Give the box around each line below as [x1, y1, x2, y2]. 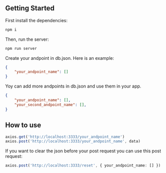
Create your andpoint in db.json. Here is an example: [5, 55, 114, 61]
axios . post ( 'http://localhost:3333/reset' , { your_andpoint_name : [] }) [5, 163, 161, 168]
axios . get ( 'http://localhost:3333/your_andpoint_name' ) [5, 134, 125, 139]
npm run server [5, 46, 37, 51]
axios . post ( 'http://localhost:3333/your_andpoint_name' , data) [5, 139, 141, 144]
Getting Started [5, 4, 55, 13]
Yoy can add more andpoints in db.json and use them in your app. [5, 83, 142, 90]
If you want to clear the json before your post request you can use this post [5, 148, 161, 154]
